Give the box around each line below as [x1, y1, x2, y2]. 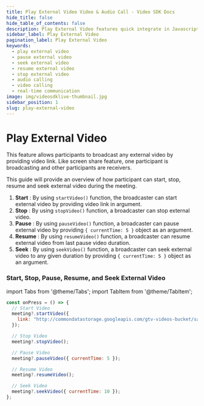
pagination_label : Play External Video [6, 37, 107, 43]
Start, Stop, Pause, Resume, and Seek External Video [6, 274, 166, 283]
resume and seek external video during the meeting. [6, 182, 137, 190]
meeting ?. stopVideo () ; [12, 339, 69, 345]
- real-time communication [12, 88, 80, 94]
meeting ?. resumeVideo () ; [12, 372, 75, 378]
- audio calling [12, 77, 53, 83]
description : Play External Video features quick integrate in [6, 26, 170, 32]
